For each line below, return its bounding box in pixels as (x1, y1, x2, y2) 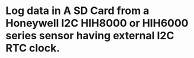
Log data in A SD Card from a (5, 4, 150, 18)
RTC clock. (5, 42, 60, 55)
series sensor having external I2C (5, 29, 174, 42)
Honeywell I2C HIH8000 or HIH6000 (5, 16, 189, 30)
